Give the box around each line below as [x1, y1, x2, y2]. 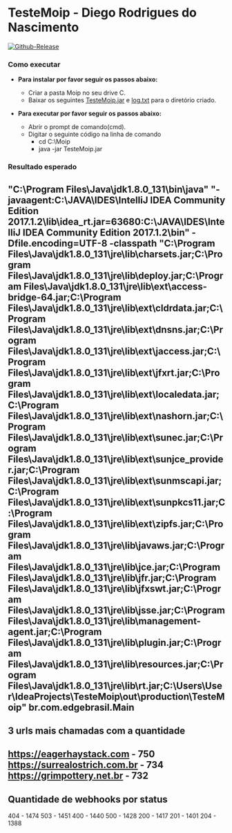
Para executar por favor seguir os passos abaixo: [17, 109, 162, 118]
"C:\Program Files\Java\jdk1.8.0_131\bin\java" [8, 183, 209, 195]
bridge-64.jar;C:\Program [8, 291, 122, 303]
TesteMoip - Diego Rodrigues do [8, 5, 197, 21]
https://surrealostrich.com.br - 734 [8, 759, 164, 771]
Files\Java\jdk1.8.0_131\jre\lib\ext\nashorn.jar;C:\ [8, 410, 224, 422]
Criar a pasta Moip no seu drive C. [28, 88, 126, 97]
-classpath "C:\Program [109, 237, 215, 249]
